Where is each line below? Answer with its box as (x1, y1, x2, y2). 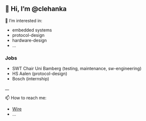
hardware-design (12, 37, 47, 43)
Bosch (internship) (12, 76, 50, 82)
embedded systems (12, 27, 52, 33)
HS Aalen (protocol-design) (12, 71, 68, 76)
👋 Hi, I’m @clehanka (5, 5, 67, 13)
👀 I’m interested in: (5, 17, 43, 23)
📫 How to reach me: (5, 95, 47, 101)
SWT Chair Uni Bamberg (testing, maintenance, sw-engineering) (12, 66, 142, 72)
